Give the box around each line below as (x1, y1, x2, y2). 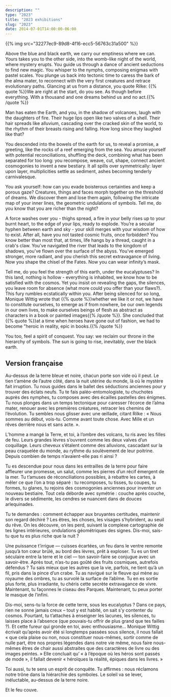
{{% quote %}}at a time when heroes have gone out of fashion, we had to (5, 318, 160, 324)
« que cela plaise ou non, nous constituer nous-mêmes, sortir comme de (5, 634, 158, 640)
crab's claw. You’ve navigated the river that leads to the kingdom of (5, 243, 148, 249)
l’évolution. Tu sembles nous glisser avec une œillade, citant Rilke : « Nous (5, 410, 162, 416)
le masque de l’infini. (5, 592, 49, 598)
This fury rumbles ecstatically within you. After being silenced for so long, (5, 290, 161, 297)
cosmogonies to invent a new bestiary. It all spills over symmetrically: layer (5, 163, 162, 169)
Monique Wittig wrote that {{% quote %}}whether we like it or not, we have (5, 296, 163, 302)
